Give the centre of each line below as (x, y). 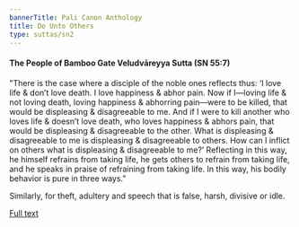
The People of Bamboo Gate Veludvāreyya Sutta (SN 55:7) (120, 63)
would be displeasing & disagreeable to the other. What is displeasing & (141, 130)
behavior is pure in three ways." (68, 178)
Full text (24, 213)
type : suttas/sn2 (42, 34)
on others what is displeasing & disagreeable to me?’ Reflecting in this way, (148, 150)
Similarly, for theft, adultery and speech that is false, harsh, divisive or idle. (147, 196)
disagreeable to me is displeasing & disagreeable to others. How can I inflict (149, 140)
